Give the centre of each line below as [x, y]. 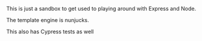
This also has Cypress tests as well [50, 31]
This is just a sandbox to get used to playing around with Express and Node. [101, 9]
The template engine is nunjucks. [48, 20]
